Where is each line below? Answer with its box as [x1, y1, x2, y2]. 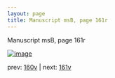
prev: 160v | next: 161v [7, 63, 72, 71]
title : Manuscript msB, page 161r [7, 17, 109, 24]
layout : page [7, 10, 46, 17]
